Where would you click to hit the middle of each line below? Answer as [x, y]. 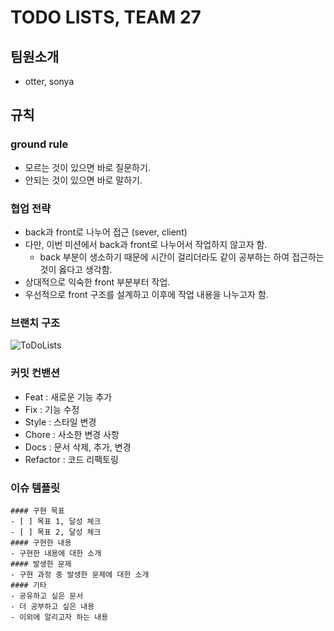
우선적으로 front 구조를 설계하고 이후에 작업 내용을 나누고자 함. [146, 294]
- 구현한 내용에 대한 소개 [56, 553]
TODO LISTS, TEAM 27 [106, 17]
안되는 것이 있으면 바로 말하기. [83, 180]
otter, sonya [49, 81]
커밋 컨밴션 [35, 373]
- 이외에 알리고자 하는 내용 [59, 617]
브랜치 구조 [35, 323]
